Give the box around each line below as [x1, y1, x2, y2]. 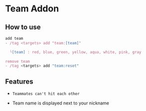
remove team [5, 59, 30, 64]
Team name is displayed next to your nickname [12, 100, 110, 106]
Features [5, 77, 33, 86]
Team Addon [5, 3, 59, 14]
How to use [5, 23, 41, 31]
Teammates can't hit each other [12, 92, 80, 97]
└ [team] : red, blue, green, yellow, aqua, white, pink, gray [9, 49, 142, 55]
